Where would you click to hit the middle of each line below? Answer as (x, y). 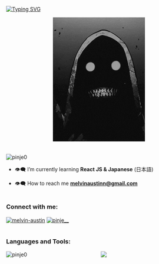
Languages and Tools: (38, 242)
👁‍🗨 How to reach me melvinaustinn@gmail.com (76, 183)
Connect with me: (32, 207)
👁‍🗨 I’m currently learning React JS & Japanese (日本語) (84, 169)
